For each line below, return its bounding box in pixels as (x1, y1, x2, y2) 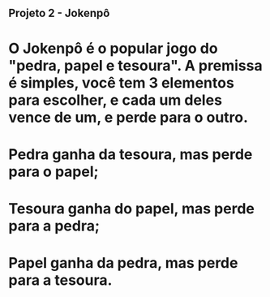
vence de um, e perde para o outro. (8, 108, 249, 127)
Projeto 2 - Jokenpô (8, 6, 110, 20)
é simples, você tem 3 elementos (8, 73, 235, 92)
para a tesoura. (8, 271, 113, 290)
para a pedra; (8, 217, 100, 235)
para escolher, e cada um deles (8, 91, 223, 109)
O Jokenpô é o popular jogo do (8, 39, 218, 58)
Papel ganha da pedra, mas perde (8, 254, 238, 273)
